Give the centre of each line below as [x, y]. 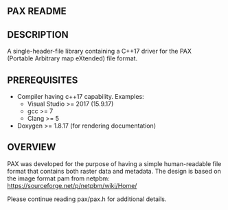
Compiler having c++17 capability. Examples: [80, 97]
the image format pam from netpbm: [58, 178]
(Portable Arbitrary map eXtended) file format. [72, 58]
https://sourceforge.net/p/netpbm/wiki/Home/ [72, 185]
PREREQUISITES [43, 80]
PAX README [37, 11]
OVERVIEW [32, 147]
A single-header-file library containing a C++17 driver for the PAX [100, 51]
